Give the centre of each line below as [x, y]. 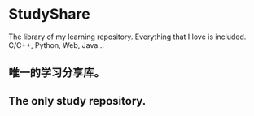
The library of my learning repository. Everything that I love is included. [127, 37]
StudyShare [50, 14]
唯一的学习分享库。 [57, 73]
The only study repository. [77, 101]
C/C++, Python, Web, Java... [56, 45]
